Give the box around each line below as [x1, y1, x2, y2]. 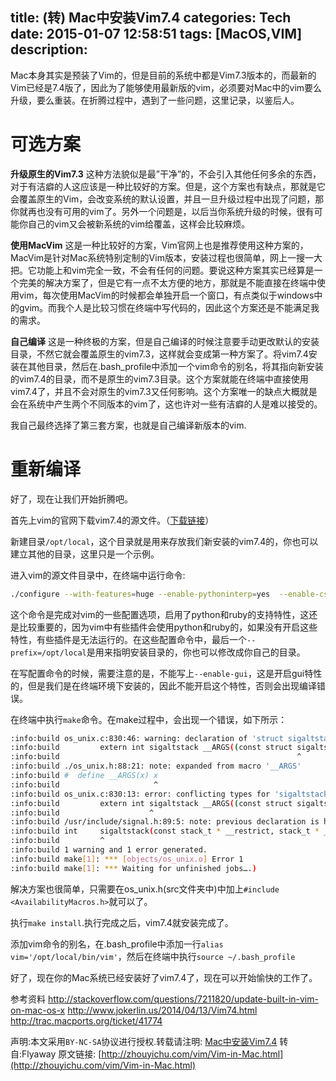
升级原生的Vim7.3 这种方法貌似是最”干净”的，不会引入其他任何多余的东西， [10, 168, 322, 180]
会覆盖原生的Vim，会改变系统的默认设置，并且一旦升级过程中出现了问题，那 [10, 193, 325, 205]
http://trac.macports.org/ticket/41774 [10, 1014, 163, 1027]
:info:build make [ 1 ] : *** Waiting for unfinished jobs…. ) [10, 863, 257, 873]
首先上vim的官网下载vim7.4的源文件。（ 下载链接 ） [10, 514, 215, 526]
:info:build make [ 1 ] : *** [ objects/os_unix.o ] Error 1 [10, 854, 244, 864]
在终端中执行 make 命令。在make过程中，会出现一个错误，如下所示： [10, 713, 288, 725]
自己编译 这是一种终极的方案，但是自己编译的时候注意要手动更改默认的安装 [10, 335, 320, 347]
